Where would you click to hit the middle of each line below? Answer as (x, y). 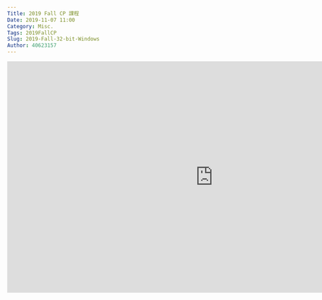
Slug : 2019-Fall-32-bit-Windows (53, 39)
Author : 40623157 (32, 45)
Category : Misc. (30, 26)
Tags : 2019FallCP (32, 33)
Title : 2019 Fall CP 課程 (43, 13)
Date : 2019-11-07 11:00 (41, 20)
